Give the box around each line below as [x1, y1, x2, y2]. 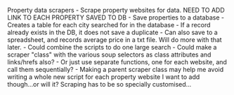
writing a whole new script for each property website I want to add [7, 73, 200, 81]
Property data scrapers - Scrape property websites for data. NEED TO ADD [7, 6, 225, 14]
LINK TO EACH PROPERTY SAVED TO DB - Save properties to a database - [7, 13, 225, 22]
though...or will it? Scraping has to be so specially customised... [7, 80, 192, 88]
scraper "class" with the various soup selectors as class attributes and [7, 50, 212, 59]
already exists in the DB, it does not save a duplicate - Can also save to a [7, 28, 218, 36]
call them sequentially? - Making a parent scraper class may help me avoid [7, 66, 223, 73]
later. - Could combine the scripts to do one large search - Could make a [7, 43, 217, 51]
